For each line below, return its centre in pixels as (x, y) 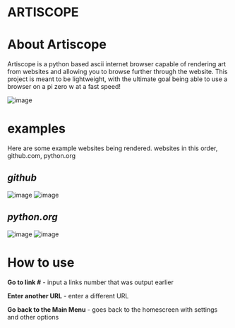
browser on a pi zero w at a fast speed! (64, 87)
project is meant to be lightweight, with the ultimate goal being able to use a (117, 79)
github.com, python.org (42, 156)
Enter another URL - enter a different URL (68, 296)
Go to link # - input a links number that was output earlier (91, 282)
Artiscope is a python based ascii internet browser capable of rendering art (117, 64)
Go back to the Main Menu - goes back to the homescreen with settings (113, 309)
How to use (41, 262)
